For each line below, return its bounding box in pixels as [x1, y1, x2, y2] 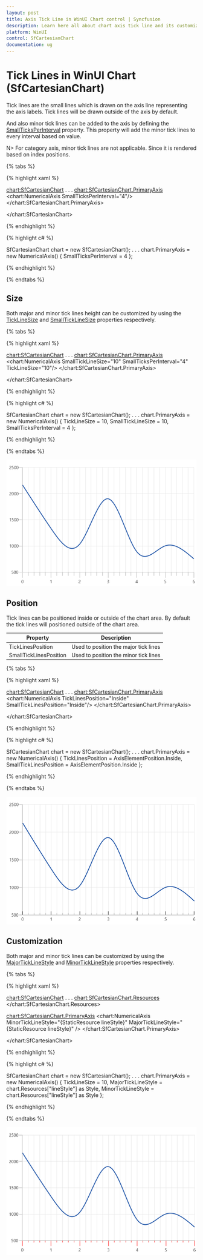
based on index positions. [6, 150, 71, 158]
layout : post [6, 10, 39, 16]
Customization [6, 936, 63, 947]
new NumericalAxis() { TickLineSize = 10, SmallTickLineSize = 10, [6, 417, 169, 424]
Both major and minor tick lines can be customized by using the [6, 952, 164, 959]
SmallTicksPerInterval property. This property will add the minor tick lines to [6, 126, 196, 133]
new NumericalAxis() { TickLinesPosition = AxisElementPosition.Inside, [6, 755, 182, 762]
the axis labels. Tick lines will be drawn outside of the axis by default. [6, 108, 179, 115]
